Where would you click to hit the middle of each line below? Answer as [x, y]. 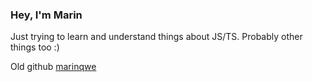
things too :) [35, 47]
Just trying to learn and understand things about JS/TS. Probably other [156, 37]
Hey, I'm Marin [46, 15]
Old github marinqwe [53, 67]
